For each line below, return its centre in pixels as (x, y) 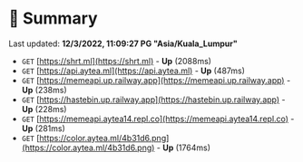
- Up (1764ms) (183, 148)
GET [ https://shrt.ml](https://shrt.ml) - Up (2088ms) (117, 61)
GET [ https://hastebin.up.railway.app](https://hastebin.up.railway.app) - (153, 100)
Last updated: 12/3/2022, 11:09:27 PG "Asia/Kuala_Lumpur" (123, 43)
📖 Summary (53, 19)
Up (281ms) (43, 128)
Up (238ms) (44, 90)
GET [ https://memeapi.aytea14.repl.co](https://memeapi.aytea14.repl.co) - (158, 119)
